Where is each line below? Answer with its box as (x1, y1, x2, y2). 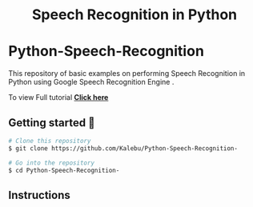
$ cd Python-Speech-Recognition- (8, 166, 120, 174)
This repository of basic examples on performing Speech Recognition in (8, 69, 246, 78)
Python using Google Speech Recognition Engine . (8, 78, 175, 87)
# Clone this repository (8, 137, 91, 145)
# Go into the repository (8, 158, 94, 167)
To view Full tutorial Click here (8, 93, 109, 102)
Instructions (8, 188, 70, 201)
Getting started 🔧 (8, 116, 96, 129)
